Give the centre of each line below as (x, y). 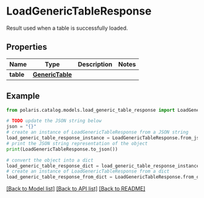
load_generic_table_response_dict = (53, 166)
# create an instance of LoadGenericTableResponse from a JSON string (97, 132)
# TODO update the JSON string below (54, 121)
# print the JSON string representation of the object (77, 143)
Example (23, 96)
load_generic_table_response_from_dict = (59, 177)
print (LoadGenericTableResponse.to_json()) (62, 149)
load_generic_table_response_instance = (58, 138)
